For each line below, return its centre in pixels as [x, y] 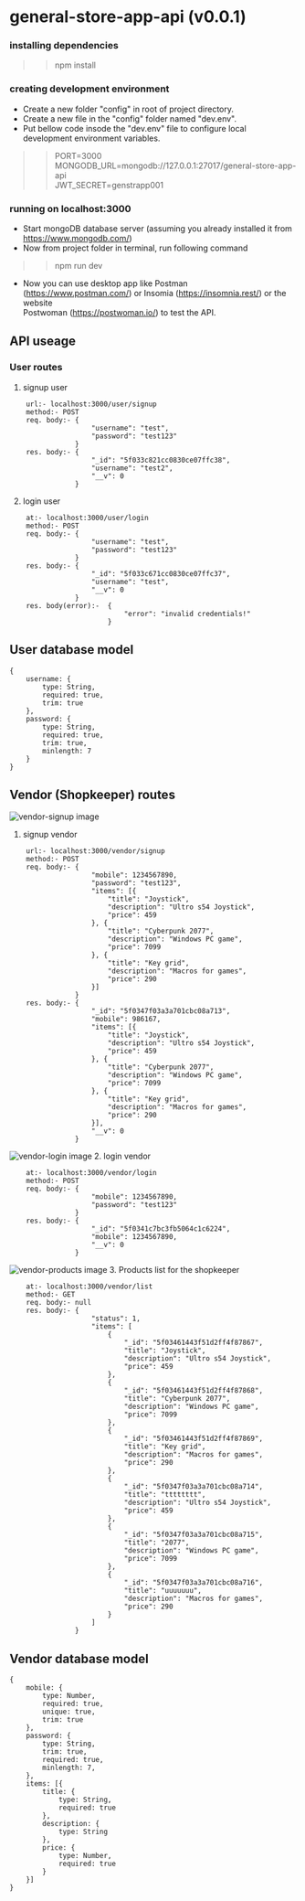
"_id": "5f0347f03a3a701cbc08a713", [161, 1011]
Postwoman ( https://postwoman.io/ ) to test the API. [119, 313]
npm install [75, 65]
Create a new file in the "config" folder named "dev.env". [130, 118]
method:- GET [51, 1295]
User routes [36, 368]
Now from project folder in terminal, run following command [135, 248]
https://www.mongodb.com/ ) [77, 239]
